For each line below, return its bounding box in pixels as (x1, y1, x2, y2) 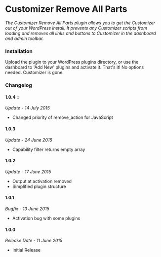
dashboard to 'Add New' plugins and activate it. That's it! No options (5, 64, 144, 70)
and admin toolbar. (5, 36, 44, 41)
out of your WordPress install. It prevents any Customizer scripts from (5, 25, 147, 31)
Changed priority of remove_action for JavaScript (12, 114, 114, 120)
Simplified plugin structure (12, 184, 67, 189)
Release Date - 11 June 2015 (5, 238, 63, 244)
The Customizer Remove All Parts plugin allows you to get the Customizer (5, 20, 156, 26)
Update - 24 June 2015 (5, 137, 53, 143)
